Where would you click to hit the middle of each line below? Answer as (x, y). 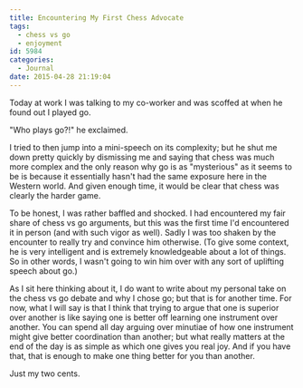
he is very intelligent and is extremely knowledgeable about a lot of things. (148, 251)
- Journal (36, 69)
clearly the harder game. (55, 195)
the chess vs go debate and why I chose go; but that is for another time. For (151, 298)
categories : (32, 60)
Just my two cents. (45, 373)
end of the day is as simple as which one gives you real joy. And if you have (150, 346)
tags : (19, 26)
